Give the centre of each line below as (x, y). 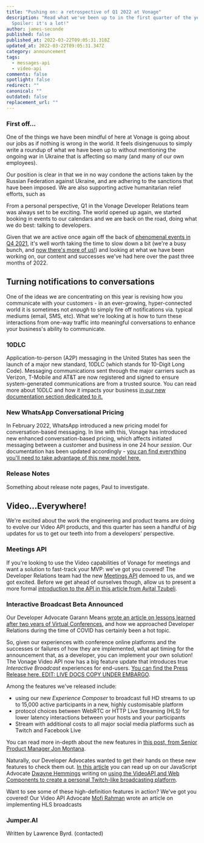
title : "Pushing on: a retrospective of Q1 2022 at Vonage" (84, 12)
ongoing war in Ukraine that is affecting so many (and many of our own (95, 156)
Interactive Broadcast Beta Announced (65, 604)
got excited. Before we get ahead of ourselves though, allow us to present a (101, 582)
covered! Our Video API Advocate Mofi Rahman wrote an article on (90, 798)
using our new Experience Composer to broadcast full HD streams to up (105, 698)
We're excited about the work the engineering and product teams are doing (100, 521)
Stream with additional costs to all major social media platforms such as (104, 724)
